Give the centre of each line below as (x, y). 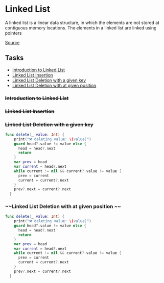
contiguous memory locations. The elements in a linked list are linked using (81, 27)
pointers (13, 33)
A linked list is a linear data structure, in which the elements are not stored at (82, 23)
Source (12, 42)
